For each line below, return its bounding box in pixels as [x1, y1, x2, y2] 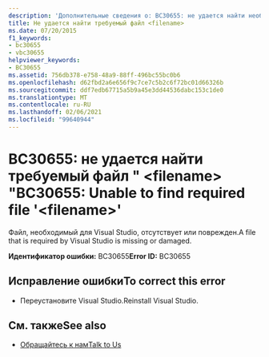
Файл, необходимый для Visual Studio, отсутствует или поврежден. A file [8, 227, 256, 236]
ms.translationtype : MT [8, 93, 88, 101]
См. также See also [8, 319, 106, 332]
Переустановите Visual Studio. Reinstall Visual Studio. [19, 296, 199, 305]
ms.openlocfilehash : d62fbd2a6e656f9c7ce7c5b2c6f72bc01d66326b [8, 78, 224, 86]
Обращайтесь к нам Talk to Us [19, 340, 122, 350]
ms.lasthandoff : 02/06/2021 [8, 109, 102, 117]
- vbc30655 [8, 49, 45, 57]
